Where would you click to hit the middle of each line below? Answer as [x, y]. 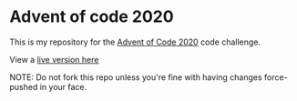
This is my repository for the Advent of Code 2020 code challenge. [135, 42]
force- [276, 77]
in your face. [63, 86]
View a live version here [54, 59]
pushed [24, 86]
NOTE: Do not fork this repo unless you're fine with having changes [136, 77]
